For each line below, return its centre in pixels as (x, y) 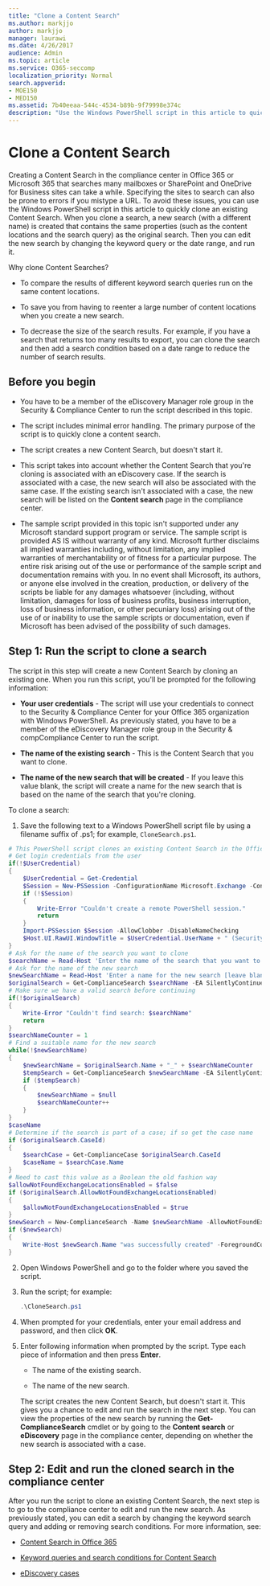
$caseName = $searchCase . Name (74, 1162)
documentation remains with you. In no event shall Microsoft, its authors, (140, 575)
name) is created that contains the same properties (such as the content (128, 226)
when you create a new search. (72, 315)
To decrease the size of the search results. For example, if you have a (135, 331)
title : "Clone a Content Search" (64, 16)
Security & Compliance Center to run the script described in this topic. (136, 410)
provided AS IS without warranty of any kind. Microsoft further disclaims (139, 540)
